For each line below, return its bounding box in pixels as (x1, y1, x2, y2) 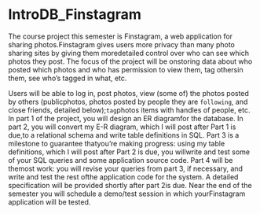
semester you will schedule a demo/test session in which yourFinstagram (8, 189, 246, 198)
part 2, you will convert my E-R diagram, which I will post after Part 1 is (8, 122, 236, 131)
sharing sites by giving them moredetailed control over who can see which (8, 48, 250, 57)
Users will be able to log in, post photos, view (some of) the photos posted (8, 88, 250, 98)
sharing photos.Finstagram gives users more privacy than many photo (8, 39, 236, 49)
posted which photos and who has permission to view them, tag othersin (8, 65, 244, 74)
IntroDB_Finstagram (8, 6, 141, 24)
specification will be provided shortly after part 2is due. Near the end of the (8, 180, 253, 190)
